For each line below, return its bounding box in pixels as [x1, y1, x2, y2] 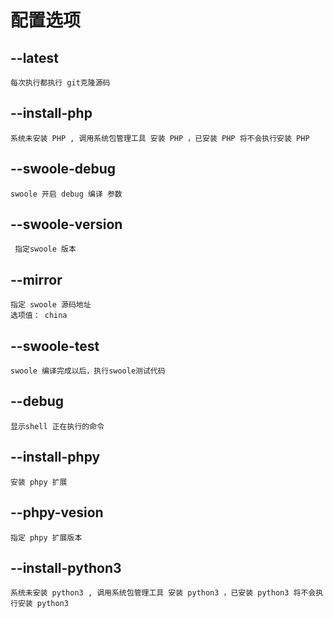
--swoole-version [10, 216, 123, 233]
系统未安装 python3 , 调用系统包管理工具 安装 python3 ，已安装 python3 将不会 [10, 588, 317, 598]
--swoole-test [10, 337, 100, 355]
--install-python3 [10, 559, 122, 576]
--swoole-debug [10, 161, 117, 178]
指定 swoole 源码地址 [10, 300, 92, 310]
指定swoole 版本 [14, 244, 77, 255]
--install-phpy [10, 449, 101, 466]
